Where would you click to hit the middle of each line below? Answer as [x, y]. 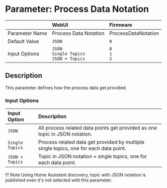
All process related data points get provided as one [98, 128]
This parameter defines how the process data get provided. [66, 87]
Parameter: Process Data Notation [77, 9]
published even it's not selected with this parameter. [59, 180]
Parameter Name [27, 33]
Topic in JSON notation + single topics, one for [92, 156]
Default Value [23, 41]
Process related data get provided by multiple [91, 142]
